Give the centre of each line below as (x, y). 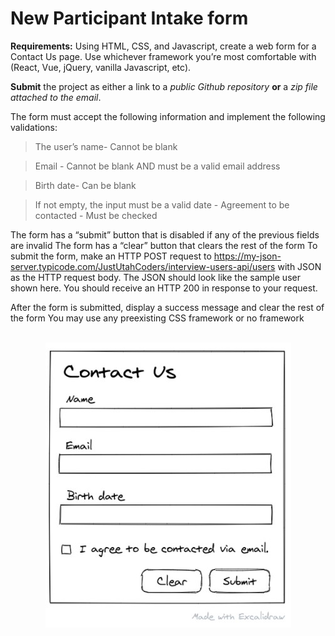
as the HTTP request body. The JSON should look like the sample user (155, 277)
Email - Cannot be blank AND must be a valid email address (157, 166)
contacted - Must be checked (96, 215)
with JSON (299, 266)
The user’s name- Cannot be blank (106, 146)
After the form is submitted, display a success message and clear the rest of (167, 307)
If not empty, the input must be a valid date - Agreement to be (162, 204)
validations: (34, 127)
